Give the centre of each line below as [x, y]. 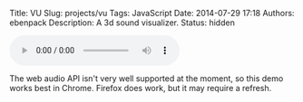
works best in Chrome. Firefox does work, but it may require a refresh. [141, 88]
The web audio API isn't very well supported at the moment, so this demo [147, 79]
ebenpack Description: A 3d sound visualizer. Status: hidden [122, 23]
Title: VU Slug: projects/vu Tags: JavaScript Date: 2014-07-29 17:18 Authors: [152, 13]
